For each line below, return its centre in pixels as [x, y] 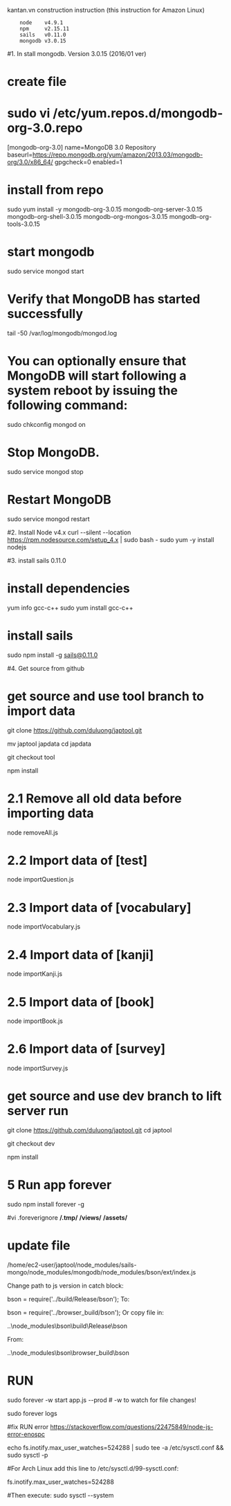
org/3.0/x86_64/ [30, 162]
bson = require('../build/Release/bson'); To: [68, 1299]
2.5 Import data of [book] [81, 1002]
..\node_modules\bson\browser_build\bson [68, 1353]
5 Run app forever [59, 1185]
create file [37, 82]
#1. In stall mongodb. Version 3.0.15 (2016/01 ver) [77, 54]
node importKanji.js [35, 974]
